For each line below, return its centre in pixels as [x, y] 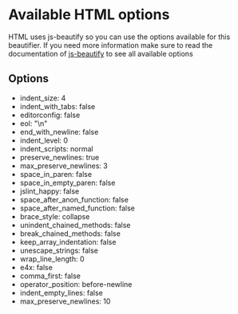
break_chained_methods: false [70, 234]
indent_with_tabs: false [58, 106]
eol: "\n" [34, 123]
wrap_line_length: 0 [52, 259]
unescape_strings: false [59, 250]
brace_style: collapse [55, 216]
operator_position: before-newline [76, 284]
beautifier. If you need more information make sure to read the [111, 45]
